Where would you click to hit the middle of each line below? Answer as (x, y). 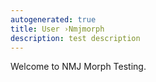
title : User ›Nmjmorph (57, 29)
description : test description (75, 38)
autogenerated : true (53, 19)
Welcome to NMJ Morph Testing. (78, 67)
